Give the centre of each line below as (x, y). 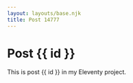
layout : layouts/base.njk (44, 13)
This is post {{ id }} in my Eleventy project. (67, 72)
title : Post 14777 (33, 20)
